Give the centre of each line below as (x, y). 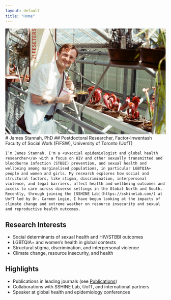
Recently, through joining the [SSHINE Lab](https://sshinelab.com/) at (84, 194)
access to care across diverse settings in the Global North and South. (84, 189)
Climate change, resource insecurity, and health (63, 253)
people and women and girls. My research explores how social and (77, 174)
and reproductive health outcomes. (43, 209)
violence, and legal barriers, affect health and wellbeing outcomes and (85, 184)
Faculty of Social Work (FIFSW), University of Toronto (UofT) (69, 143)
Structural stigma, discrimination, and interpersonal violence (76, 248)
